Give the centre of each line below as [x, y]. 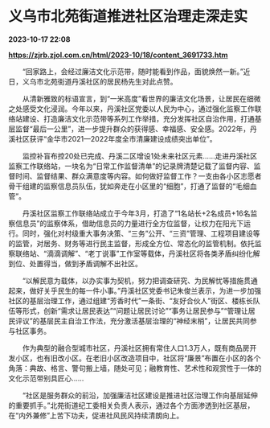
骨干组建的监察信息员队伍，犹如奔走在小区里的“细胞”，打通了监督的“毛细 [129, 186]
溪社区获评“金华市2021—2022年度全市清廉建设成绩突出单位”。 [112, 138]
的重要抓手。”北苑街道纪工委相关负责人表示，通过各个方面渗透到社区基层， [131, 405]
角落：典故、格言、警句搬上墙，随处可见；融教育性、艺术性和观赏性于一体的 [135, 368]
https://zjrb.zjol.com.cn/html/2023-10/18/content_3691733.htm [118, 55]
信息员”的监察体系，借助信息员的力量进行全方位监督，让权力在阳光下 [129, 223]
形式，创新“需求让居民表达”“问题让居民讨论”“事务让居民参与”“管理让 [135, 311]
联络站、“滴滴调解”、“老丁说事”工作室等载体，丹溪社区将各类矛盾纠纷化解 [137, 253]
